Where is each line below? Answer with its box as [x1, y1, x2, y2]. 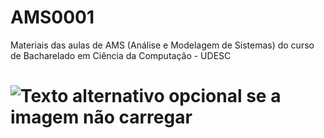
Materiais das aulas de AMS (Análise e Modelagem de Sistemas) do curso [10, 39, 315, 51]
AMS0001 [10, 6, 95, 29]
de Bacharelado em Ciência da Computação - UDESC [10, 49, 232, 61]
